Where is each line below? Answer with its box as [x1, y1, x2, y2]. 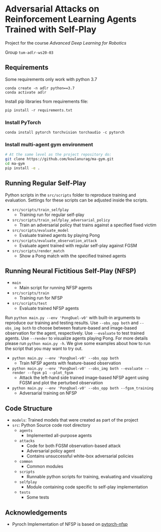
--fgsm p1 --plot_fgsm [27, 371, 74, 376]
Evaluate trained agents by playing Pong [19, 232, 100, 238]
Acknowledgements [5, 508, 67, 516]
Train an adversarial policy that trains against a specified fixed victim [19, 222, 157, 228]
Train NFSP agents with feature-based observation [19, 360, 121, 366]
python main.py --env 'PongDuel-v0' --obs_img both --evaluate [12, 366, 143, 371]
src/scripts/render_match [12, 249, 64, 253]
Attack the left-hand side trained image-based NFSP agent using [19, 375, 149, 381]
